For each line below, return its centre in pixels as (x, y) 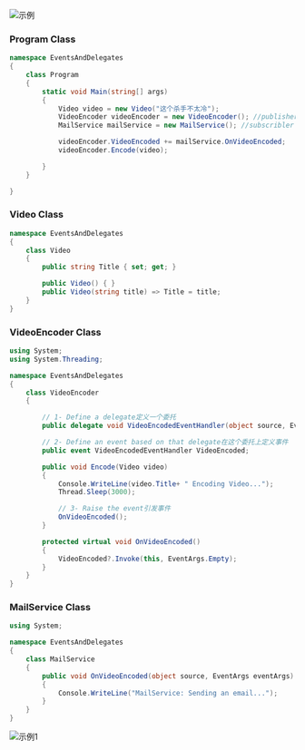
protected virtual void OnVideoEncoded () (122, 541)
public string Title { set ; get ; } (109, 268)
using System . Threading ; (56, 359)
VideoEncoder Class (55, 332)
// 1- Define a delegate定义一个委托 (109, 417)
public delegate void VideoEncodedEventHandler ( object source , (164, 426)
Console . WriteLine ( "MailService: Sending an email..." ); (168, 693)
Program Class (43, 39)
